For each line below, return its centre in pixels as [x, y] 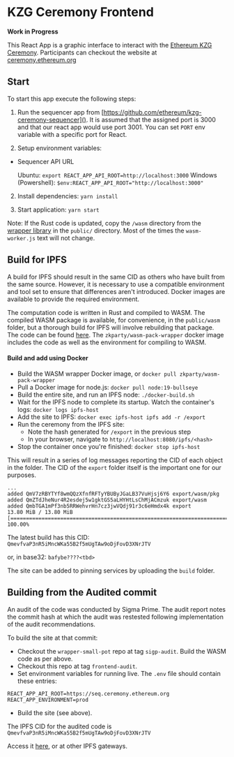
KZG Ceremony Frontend [81, 12]
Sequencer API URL [46, 161]
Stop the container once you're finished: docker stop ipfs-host [109, 446]
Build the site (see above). [55, 712]
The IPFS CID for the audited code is [60, 726]
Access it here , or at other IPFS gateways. [67, 746]
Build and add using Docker [48, 358]
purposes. [22, 475]
